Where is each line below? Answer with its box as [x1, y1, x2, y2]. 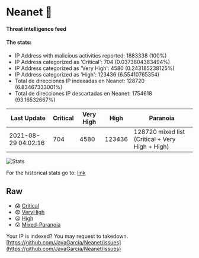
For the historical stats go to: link [6, 169, 86, 176]
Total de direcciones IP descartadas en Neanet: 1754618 [14, 90, 152, 97]
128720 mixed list [133, 128, 185, 136]
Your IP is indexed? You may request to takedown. [6, 232, 129, 240]
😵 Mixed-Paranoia [14, 221, 61, 228]
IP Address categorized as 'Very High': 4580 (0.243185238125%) [14, 65, 175, 72]
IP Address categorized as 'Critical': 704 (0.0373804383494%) [14, 58, 171, 65]
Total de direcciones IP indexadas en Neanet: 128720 [14, 77, 145, 84]
